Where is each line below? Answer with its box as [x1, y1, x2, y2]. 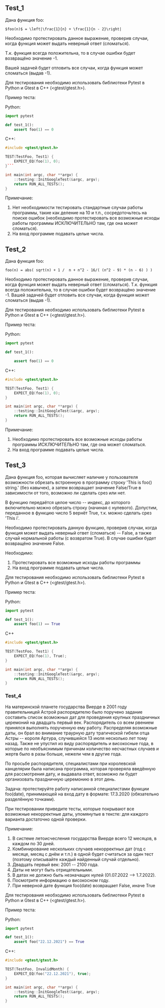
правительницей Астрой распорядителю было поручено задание [5, 709, 143, 715]
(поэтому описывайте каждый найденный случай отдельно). [12, 856, 140, 862]
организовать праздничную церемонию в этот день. [5, 776, 116, 782]
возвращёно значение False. [5, 540, 65, 546]
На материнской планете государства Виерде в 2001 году [5, 704, 127, 710]
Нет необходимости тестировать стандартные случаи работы [12, 205, 143, 211]
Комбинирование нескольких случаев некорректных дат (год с [12, 846, 146, 852]
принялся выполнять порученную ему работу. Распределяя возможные [5, 724, 157, 730]
